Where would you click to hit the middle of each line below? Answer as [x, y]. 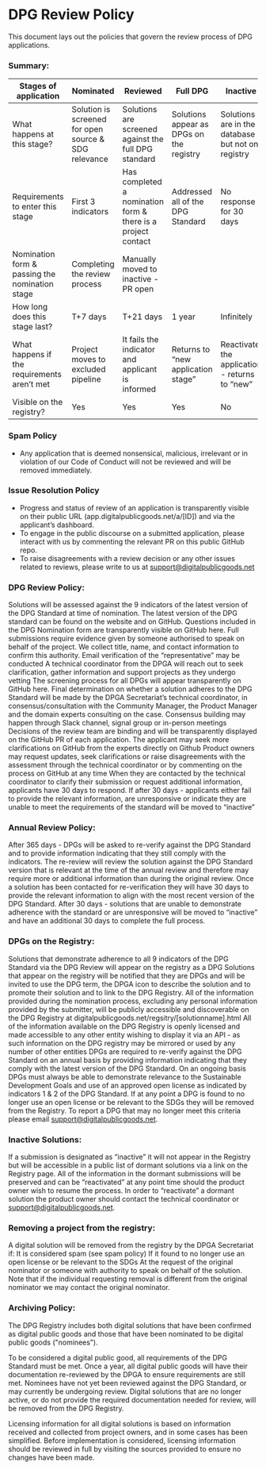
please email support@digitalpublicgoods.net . [83, 1119]
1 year [183, 317]
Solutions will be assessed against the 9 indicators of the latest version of [128, 605]
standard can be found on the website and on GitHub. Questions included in [132, 621]
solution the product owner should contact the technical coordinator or [123, 1199]
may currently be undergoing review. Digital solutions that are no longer [125, 1391]
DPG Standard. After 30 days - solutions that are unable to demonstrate [125, 904]
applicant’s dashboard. [57, 525]
